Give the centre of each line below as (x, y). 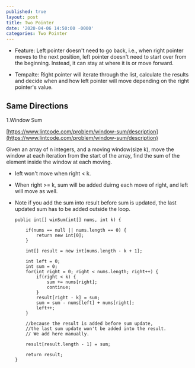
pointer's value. (34, 87)
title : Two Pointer (30, 23)
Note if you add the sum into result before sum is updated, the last (95, 203)
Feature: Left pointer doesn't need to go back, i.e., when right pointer (99, 50)
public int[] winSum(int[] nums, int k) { (68, 220)
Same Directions (37, 106)
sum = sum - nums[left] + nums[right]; (85, 303)
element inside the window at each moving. (59, 162)
